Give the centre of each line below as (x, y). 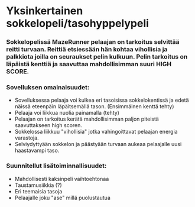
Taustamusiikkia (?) (38, 185)
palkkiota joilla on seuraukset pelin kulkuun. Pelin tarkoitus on (97, 57)
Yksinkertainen (45, 11)
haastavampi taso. (37, 151)
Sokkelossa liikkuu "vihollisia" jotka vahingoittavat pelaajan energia (96, 132)
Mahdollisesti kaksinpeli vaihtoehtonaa (62, 179)
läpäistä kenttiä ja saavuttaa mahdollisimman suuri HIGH (89, 64)
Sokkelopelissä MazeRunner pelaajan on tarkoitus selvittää (93, 42)
